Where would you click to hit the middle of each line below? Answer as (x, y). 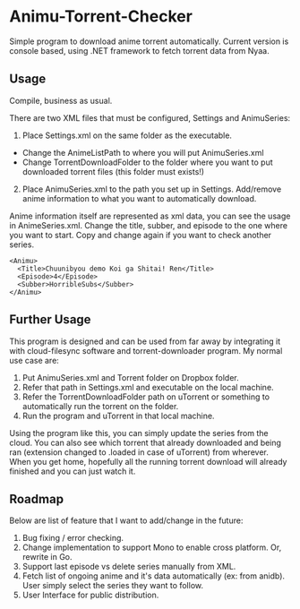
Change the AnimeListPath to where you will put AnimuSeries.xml (143, 152)
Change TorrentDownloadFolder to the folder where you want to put (147, 162)
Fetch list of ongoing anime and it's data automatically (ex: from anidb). (153, 576)
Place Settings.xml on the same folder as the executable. (127, 135)
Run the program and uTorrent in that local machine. (118, 416)
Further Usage (50, 320)
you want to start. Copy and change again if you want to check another (140, 235)
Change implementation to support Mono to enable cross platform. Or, (152, 547)
